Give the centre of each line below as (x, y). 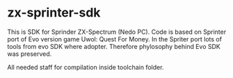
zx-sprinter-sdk (54, 13)
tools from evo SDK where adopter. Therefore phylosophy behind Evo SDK (114, 46)
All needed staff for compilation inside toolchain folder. (86, 67)
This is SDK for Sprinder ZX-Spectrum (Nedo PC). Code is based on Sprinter (117, 32)
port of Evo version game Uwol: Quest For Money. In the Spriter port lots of (115, 39)
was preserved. (30, 54)
